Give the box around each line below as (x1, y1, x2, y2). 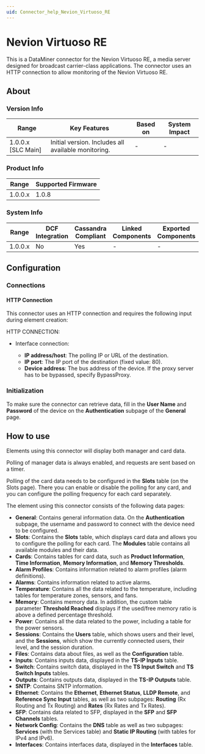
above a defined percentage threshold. (15, 611, 113, 618)
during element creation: (6, 316, 68, 324)
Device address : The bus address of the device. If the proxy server (24, 364, 194, 372)
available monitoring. (51, 146, 110, 154)
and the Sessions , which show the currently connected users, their (15, 637, 185, 645)
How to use (6, 431, 50, 441)
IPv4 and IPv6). (15, 734, 54, 742)
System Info (6, 208, 43, 217)
